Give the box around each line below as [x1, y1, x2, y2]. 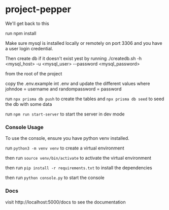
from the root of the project [5, 70, 62, 77]
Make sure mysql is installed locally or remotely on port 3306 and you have [5, 40, 162, 46]
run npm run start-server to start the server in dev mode [5, 111, 125, 117]
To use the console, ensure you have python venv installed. [5, 135, 129, 141]
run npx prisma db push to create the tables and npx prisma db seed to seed [5, 96, 164, 102]
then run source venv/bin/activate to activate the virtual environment [5, 155, 151, 161]
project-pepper [5, 4, 71, 15]
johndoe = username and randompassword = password [5, 85, 122, 92]
